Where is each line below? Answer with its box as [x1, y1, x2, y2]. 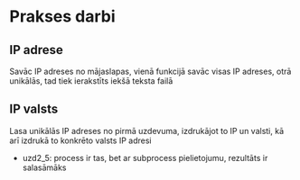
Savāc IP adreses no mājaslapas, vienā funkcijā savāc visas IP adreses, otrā [9, 66, 292, 76]
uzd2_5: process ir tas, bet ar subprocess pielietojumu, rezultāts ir [22, 152, 268, 163]
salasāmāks [22, 162, 67, 173]
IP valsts [9, 102, 59, 117]
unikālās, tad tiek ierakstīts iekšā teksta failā [9, 76, 173, 86]
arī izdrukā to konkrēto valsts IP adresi [9, 135, 152, 146]
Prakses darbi [9, 6, 116, 27]
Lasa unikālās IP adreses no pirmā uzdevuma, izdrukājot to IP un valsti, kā [9, 125, 285, 136]
